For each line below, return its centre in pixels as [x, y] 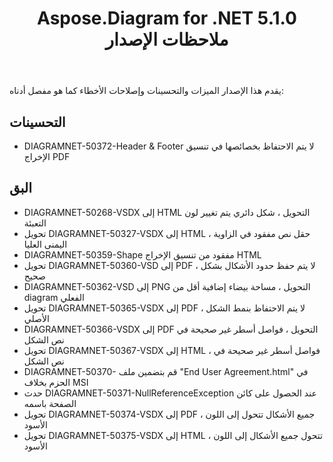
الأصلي [36, 318]
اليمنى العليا [45, 244]
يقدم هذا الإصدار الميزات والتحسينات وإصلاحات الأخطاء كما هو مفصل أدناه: [147, 91]
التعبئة [35, 223]
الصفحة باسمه [50, 403]
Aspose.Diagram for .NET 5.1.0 [167, 18]
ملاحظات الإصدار [167, 39]
